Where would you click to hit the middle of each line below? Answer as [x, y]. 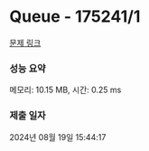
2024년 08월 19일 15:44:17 [58, 137]
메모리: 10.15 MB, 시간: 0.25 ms [65, 90]
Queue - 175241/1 [75, 17]
